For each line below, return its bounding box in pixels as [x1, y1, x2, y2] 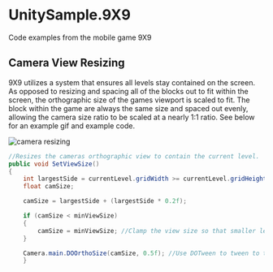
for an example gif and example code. [8, 120, 136, 131]
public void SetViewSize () [8, 160, 100, 168]
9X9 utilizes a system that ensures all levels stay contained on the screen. [8, 77, 256, 87]
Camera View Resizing [8, 56, 125, 70]
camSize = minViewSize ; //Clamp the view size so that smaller [37, 227, 256, 235]
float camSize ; [23, 183, 75, 191]
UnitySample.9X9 [8, 6, 132, 24]
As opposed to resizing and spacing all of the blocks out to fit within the [8, 86, 249, 96]
